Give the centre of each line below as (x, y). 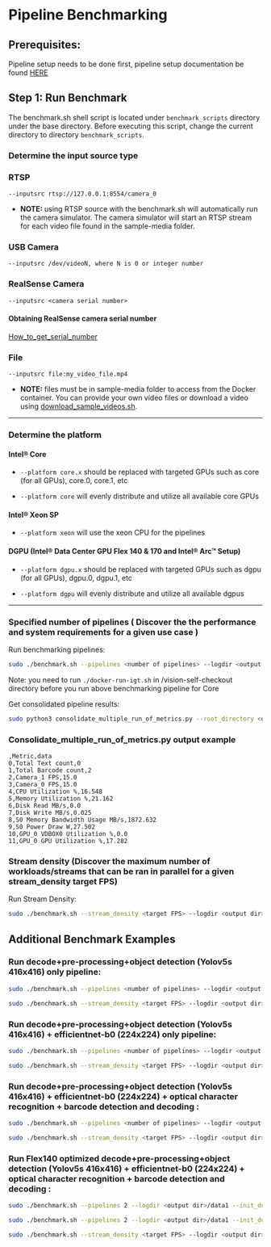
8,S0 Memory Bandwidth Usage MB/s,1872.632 (83, 820)
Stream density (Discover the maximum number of (110, 861)
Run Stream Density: (42, 899)
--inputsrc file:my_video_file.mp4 (68, 374)
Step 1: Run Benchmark (68, 98)
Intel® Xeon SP (33, 514)
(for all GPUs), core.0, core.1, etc (74, 481)
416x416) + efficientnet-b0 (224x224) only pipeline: (113, 1034)
